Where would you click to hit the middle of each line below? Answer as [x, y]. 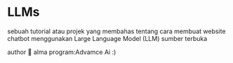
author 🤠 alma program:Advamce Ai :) [62, 52]
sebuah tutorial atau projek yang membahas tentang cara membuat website [116, 31]
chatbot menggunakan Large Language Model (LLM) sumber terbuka [107, 38]
